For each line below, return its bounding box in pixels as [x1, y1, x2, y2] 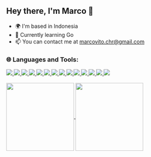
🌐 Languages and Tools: [6, 55, 79, 63]
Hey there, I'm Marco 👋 [6, 6, 94, 16]
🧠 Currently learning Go [14, 31, 74, 38]
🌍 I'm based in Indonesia [14, 22, 78, 30]
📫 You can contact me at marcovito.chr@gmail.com [14, 37, 145, 45]
